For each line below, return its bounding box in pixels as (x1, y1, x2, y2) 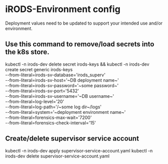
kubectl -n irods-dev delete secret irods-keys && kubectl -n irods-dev (5, 61, 149, 67)
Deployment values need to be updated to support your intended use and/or (5, 20, 163, 26)
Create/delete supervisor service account (5, 134, 139, 143)
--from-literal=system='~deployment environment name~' (5, 109, 126, 115)
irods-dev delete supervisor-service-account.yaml (5, 153, 110, 159)
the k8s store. (5, 48, 50, 56)
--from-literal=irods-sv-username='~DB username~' (5, 93, 114, 99)
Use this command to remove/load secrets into (5, 40, 154, 49)
